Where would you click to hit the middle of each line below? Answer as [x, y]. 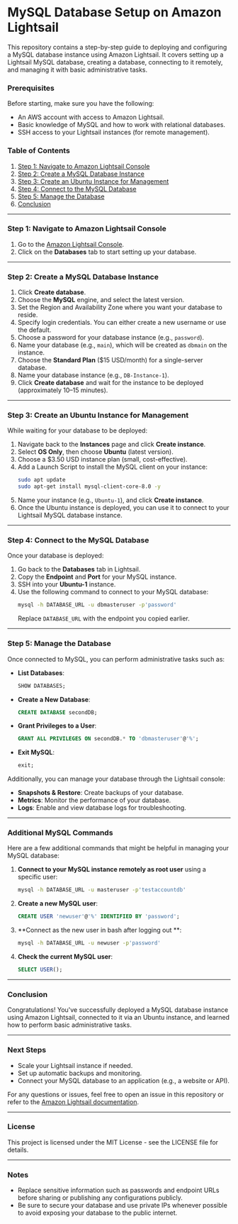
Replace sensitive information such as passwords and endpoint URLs [118, 1190]
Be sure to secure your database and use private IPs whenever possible [123, 1206]
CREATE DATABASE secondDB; [57, 712]
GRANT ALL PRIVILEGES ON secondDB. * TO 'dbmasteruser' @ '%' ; [108, 739]
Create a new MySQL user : [57, 903]
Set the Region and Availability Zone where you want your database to [120, 307]
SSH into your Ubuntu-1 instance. [67, 584]
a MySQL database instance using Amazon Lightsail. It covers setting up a [115, 55]
